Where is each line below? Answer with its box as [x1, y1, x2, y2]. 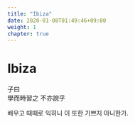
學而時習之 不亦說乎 [7, 94, 65, 103]
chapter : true [7, 30, 50, 38]
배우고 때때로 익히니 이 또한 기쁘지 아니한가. [7, 109, 129, 118]
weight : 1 [7, 23, 37, 30]
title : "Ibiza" [7, 10, 53, 18]
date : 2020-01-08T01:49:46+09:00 [7, 17, 107, 24]
